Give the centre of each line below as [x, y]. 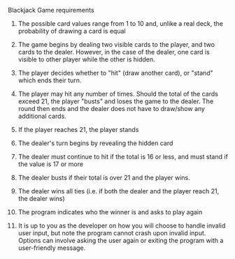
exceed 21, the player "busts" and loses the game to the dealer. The [116, 101]
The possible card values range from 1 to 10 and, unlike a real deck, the [120, 23]
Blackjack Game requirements [51, 10]
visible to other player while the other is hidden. [87, 59]
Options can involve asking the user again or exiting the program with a [121, 240]
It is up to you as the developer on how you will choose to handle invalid [122, 225]
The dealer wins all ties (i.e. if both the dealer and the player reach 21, [119, 191]
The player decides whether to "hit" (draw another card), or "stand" [115, 73]
